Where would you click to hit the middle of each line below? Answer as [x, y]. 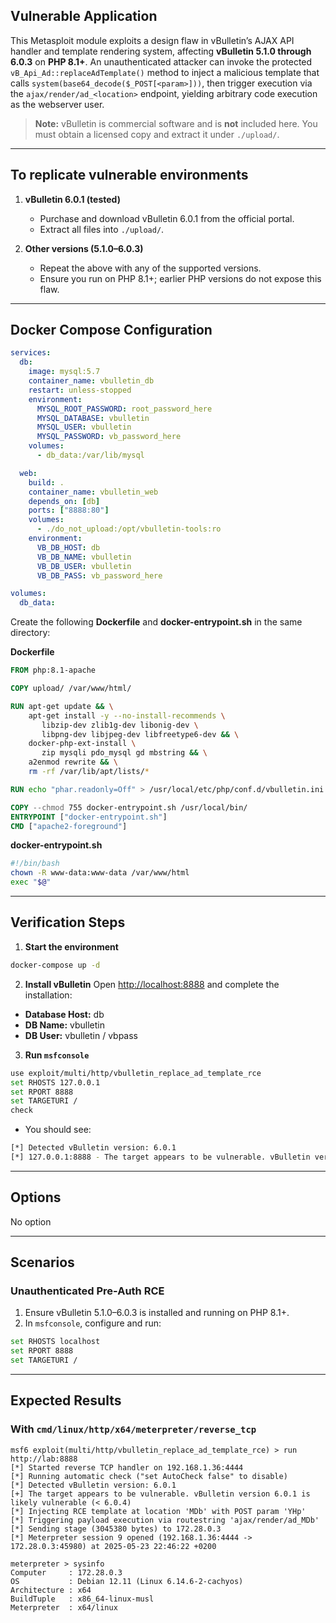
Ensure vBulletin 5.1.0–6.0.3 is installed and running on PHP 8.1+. [157, 1313]
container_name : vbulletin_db [91, 381]
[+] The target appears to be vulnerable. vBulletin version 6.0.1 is [160, 1494]
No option [31, 1221]
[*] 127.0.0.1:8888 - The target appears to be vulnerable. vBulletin [160, 1157]
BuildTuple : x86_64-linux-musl [82, 1599]
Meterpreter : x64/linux [64, 1607]
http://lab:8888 [44, 1459]
